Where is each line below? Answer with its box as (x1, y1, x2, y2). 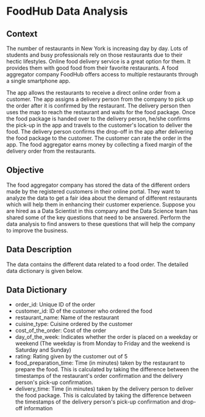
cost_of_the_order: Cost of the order (15, 327, 107, 334)
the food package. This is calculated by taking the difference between (15, 392, 192, 399)
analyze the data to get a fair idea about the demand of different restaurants (6, 194, 197, 201)
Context (6, 29, 38, 39)
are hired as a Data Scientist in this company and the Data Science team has (6, 207, 198, 214)
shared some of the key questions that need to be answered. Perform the (6, 214, 191, 221)
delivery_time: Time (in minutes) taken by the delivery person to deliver (15, 385, 194, 393)
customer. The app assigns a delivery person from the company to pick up (6, 96, 194, 103)
